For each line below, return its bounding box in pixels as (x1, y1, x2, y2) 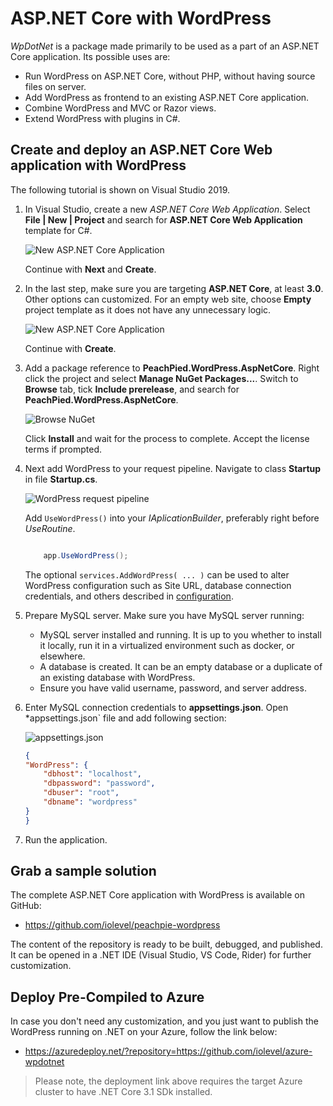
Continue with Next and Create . (24, 263, 157, 275)
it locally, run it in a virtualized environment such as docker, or (39, 639, 295, 651)
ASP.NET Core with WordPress (10, 7, 272, 30)
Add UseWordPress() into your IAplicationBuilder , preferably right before (24, 512, 320, 524)
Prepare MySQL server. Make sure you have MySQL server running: (24, 609, 305, 621)
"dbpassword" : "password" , (43, 778, 156, 789)
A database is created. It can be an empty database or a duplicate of (39, 660, 323, 672)
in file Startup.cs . (24, 473, 98, 485)
